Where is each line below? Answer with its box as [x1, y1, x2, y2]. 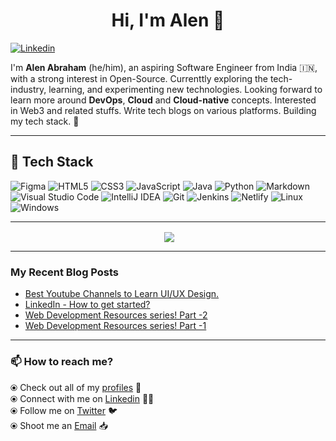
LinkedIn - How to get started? [24, 299, 151, 311]
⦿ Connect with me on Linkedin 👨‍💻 [10, 392, 155, 404]
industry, [10, 83, 47, 95]
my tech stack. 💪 [10, 115, 80, 127]
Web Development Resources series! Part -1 [24, 320, 207, 332]
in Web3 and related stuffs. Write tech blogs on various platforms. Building [10, 104, 317, 116]
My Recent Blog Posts [10, 265, 120, 279]
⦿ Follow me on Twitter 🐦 [10, 404, 118, 416]
